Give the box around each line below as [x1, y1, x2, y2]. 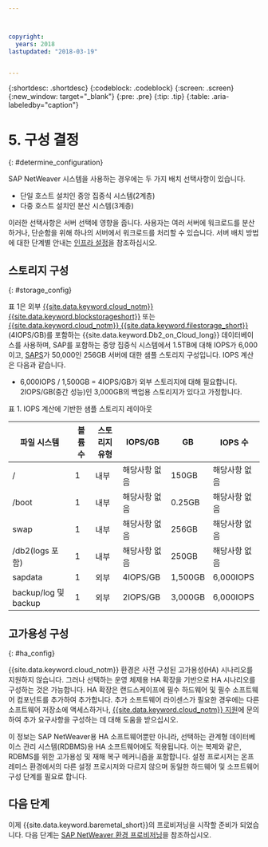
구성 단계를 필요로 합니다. [8, 771, 88, 781]
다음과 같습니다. [16, 360, 66, 370]
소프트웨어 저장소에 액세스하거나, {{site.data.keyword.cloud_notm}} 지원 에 [8, 704, 245, 714]
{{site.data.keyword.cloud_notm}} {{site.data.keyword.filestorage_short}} [8, 321, 249, 330]
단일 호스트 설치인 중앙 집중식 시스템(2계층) [19, 191, 156, 200]
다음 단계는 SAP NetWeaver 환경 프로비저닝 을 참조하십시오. [25, 829, 211, 839]
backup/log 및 [12, 588, 65, 599]
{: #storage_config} [8, 285, 73, 295]
